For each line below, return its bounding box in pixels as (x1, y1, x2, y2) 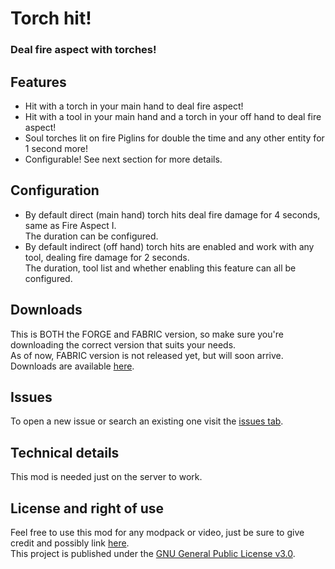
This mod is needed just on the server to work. (10, 471, 203, 483)
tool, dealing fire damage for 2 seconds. (24, 251, 190, 263)
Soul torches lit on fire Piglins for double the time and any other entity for (24, 132, 325, 144)
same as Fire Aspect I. (24, 219, 117, 231)
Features (10, 73, 67, 91)
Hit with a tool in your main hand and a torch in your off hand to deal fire (24, 110, 322, 122)
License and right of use (10, 500, 165, 517)
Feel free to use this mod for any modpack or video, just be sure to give (10, 526, 305, 538)
